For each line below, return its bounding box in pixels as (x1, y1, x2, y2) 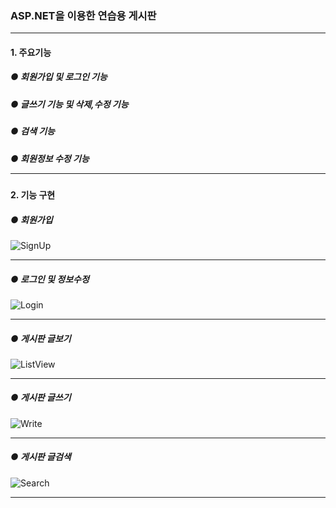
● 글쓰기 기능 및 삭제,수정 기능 (10, 98, 129, 110)
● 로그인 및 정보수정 (10, 273, 90, 285)
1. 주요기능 (10, 46, 52, 58)
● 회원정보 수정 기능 (10, 152, 90, 164)
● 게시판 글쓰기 (10, 392, 72, 404)
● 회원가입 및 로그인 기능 (10, 71, 108, 83)
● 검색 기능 (10, 125, 55, 137)
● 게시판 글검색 (10, 451, 72, 463)
